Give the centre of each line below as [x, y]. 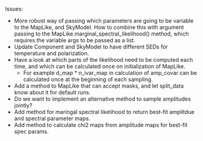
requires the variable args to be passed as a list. [75, 40]
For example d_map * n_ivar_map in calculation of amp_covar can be [110, 73]
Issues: [14, 9]
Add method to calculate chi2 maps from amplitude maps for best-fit [101, 125]
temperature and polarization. [52, 53]
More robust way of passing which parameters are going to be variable [104, 21]
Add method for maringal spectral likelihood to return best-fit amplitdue [104, 112]
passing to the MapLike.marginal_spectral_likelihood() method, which [101, 34]
